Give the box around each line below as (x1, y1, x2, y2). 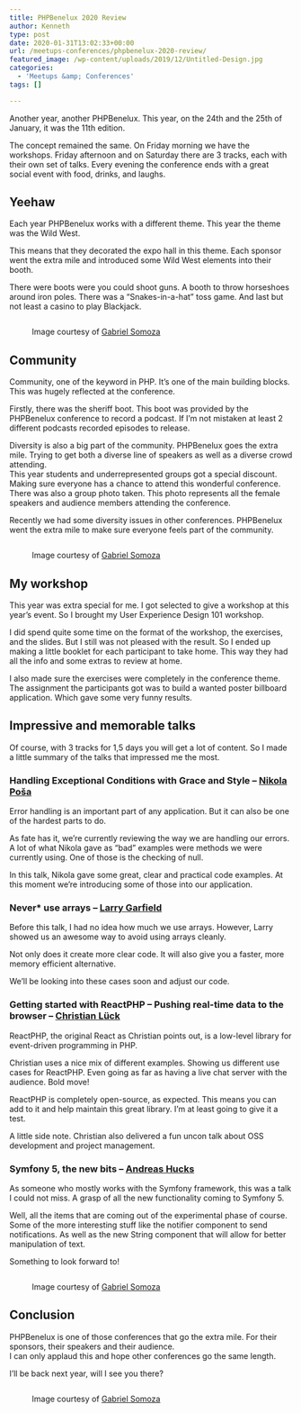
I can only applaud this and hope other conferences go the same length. (9, 1350, 277, 1361)
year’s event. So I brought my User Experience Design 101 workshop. (9, 610, 264, 620)
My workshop (9, 575, 88, 591)
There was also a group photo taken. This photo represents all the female (9, 488, 280, 499)
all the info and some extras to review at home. (9, 656, 182, 666)
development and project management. (9, 1140, 155, 1151)
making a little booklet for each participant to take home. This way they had (9, 646, 288, 657)
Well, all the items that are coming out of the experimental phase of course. (9, 1210, 288, 1221)
